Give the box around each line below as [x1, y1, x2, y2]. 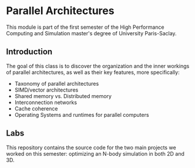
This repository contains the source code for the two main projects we [6, 144, 176, 151]
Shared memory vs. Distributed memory [14, 92, 112, 99]
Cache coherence [14, 105, 58, 112]
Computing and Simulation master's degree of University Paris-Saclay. [6, 29, 177, 36]
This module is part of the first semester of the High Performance [6, 23, 164, 31]
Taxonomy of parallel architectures [14, 80, 99, 87]
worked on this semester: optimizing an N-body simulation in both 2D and [6, 150, 185, 157]
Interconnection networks [14, 99, 78, 106]
